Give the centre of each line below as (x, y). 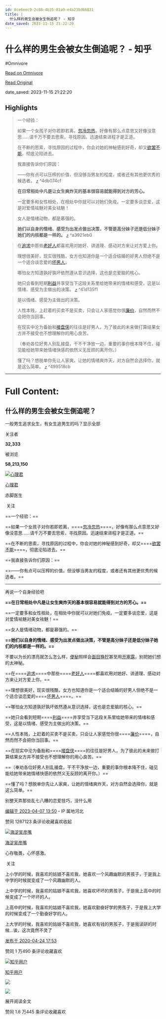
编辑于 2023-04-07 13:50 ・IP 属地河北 (44, 811)
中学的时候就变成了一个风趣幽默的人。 (44, 880)
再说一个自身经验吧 (25, 592)
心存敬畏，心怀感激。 (27, 853)
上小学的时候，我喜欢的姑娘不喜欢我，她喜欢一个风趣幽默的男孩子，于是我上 (83, 874)
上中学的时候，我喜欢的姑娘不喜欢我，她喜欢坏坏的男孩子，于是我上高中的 (81, 891)
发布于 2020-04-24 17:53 (31, 941)
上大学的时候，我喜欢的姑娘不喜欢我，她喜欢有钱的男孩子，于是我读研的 (79, 924)
